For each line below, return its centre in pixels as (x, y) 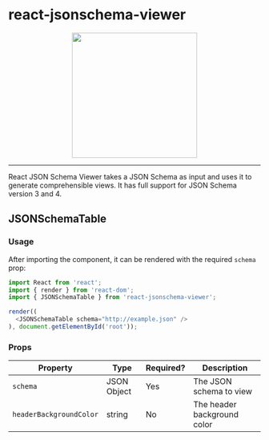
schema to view (223, 392)
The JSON (213, 381)
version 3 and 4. (35, 193)
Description (225, 368)
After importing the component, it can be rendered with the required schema (132, 259)
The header (215, 405)
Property (56, 368)
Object (119, 392)
